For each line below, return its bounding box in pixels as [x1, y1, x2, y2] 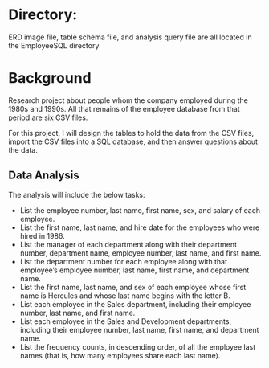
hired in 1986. [19, 231, 66, 240]
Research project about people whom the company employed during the [8, 95, 249, 105]
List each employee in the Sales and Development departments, [19, 316, 231, 326]
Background [8, 69, 92, 88]
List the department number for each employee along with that [19, 256, 227, 266]
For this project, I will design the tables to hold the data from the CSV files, [8, 128, 255, 137]
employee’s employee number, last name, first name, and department [19, 265, 250, 275]
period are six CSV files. [8, 112, 88, 122]
